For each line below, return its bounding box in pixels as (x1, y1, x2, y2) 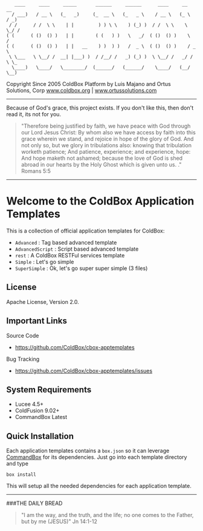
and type (6, 460, 29, 467)
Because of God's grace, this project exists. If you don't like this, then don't (6, 104, 194, 111)
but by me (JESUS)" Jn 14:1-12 (21, 518, 98, 525)
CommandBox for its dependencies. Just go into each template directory (6, 453, 187, 461)
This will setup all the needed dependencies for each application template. (6, 483, 192, 490)
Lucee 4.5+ (14, 401, 44, 408)
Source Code (6, 332, 39, 339)
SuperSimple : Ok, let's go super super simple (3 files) (14, 265, 148, 272)
